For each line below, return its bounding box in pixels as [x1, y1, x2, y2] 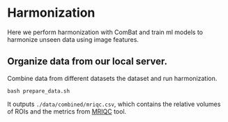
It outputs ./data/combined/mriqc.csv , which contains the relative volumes [7, 100, 221, 108]
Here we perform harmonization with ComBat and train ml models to [7, 28, 204, 36]
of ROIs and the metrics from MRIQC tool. [7, 107, 127, 116]
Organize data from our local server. [7, 56, 167, 68]
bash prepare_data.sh [7, 87, 70, 95]
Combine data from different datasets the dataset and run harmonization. [7, 74, 218, 82]
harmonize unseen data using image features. [7, 35, 139, 43]
